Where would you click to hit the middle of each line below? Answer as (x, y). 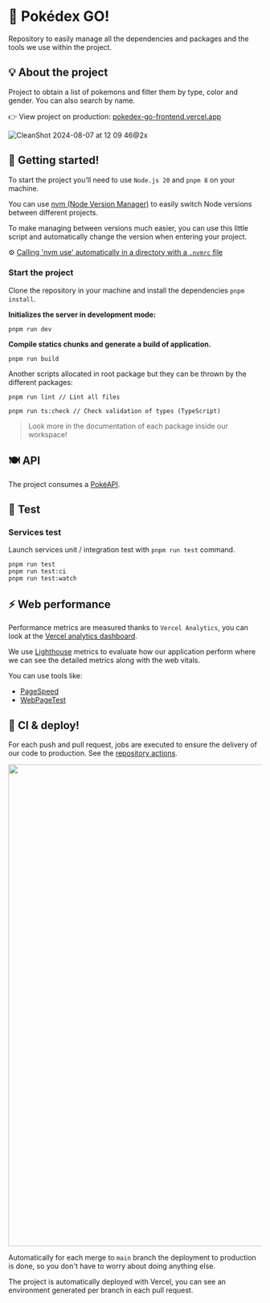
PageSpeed (39, 691)
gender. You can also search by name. (72, 100)
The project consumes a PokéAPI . (64, 484)
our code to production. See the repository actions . (93, 753)
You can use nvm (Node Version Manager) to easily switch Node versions (130, 203)
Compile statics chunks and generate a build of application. (110, 344)
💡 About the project (58, 73)
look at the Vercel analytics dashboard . (73, 636)
